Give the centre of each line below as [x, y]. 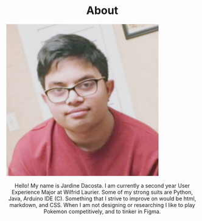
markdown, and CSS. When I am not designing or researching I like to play [102, 205]
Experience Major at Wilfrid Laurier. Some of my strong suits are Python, [102, 192]
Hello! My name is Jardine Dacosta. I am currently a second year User [102, 185]
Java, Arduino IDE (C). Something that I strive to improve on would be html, [102, 199]
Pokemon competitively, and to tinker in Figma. [102, 211]
